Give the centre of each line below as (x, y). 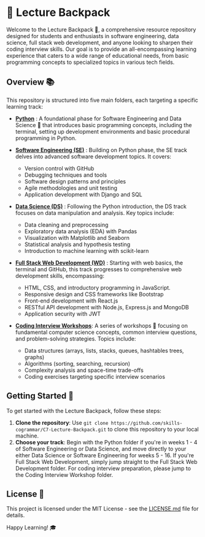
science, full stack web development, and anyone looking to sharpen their (100, 42)
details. (16, 516)
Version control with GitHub (59, 168)
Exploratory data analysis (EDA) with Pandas (80, 231)
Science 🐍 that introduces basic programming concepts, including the (103, 125)
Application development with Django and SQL (83, 194)
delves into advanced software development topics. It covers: (93, 156)
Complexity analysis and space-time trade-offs (84, 370)
